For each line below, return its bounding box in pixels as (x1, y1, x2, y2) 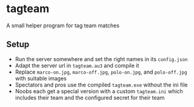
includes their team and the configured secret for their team (15, 94, 165, 101)
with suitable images (15, 74, 67, 82)
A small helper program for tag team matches (6, 22, 120, 29)
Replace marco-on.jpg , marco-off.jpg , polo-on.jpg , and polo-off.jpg (15, 68, 187, 76)
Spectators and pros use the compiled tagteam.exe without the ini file (15, 81, 188, 88)
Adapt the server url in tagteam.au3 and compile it (15, 62, 139, 69)
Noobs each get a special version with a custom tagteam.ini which (15, 87, 183, 95)
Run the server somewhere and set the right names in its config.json (15, 55, 188, 62)
